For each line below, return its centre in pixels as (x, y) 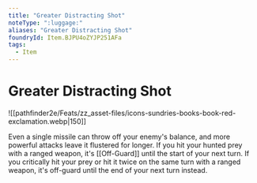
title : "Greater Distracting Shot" (67, 15)
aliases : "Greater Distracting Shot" (70, 30)
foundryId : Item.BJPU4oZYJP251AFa (65, 37)
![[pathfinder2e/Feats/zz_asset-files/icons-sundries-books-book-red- (122, 113)
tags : (17, 45)
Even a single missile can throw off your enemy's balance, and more (119, 136)
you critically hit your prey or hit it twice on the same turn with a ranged (125, 162)
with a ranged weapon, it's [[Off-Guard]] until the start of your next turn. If (129, 153)
